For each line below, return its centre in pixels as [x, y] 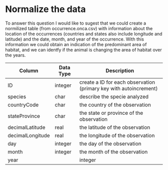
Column [29, 70]
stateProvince [24, 116]
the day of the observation [110, 143]
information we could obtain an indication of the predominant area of [76, 44]
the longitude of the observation [117, 135]
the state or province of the [111, 113]
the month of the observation [113, 151]
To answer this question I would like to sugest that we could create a [76, 23]
